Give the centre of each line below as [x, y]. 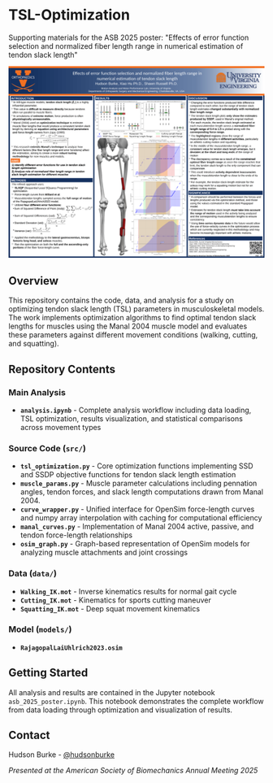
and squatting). [34, 344]
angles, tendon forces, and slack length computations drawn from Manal [142, 492]
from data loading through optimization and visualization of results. [121, 710]
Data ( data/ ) [32, 573]
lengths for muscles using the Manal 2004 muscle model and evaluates [128, 326]
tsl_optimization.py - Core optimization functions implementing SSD [136, 466]
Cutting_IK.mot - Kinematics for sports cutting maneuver [115, 600]
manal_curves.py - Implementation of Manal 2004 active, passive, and [137, 527]
